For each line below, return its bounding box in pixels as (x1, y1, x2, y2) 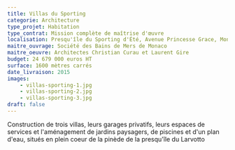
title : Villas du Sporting (7, 10, 86, 17)
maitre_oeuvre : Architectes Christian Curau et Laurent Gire (7, 50, 190, 57)
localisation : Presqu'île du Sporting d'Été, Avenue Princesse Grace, (7, 36, 218, 43)
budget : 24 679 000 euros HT (7, 56, 92, 63)
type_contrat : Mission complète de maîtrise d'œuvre (7, 29, 164, 37)
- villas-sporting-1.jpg (20, 82, 92, 89)
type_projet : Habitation (7, 23, 80, 30)
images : (7, 75, 30, 82)
